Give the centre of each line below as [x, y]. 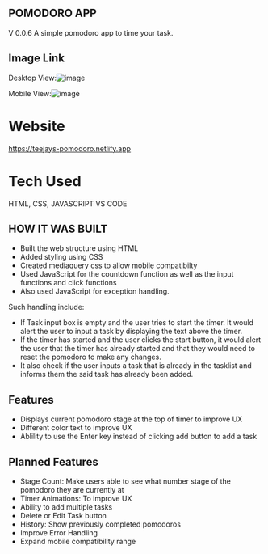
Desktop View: [33, 78]
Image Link [36, 59]
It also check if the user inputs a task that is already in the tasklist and [136, 366]
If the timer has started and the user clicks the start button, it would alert [140, 340]
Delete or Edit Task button [63, 515]
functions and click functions [68, 283]
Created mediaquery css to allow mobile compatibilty [109, 265]
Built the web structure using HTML [79, 248]
